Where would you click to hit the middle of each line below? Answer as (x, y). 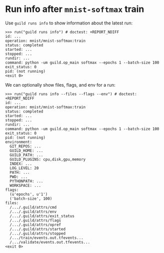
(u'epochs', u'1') (29, 194)
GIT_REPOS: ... (25, 146)
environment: (19, 142)
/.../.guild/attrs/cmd (33, 207)
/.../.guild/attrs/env (33, 212)
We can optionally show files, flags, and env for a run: (60, 85)
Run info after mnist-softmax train (75, 9)
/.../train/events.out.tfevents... (47, 238)
